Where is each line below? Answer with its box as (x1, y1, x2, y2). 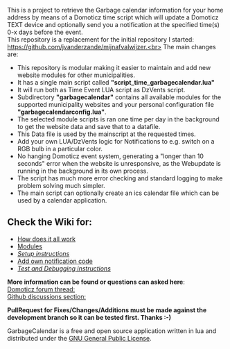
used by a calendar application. (17, 196, 107, 204)
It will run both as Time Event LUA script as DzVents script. (17, 86, 186, 94)
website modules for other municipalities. (17, 71, 135, 79)
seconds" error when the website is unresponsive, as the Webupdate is (17, 160, 222, 167)
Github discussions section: (7, 292, 87, 300)
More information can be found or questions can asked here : (7, 278, 185, 286)
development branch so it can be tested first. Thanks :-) (7, 313, 172, 321)
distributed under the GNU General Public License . (7, 334, 152, 342)
